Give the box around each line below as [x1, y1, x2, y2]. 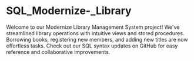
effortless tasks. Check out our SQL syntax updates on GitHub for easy [6, 42, 178, 49]
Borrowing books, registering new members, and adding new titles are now [6, 36, 188, 43]
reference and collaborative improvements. [6, 48, 111, 55]
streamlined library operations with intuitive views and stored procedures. [6, 29, 185, 36]
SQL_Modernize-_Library [6, 4, 132, 18]
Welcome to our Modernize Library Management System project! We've [6, 23, 180, 30]
